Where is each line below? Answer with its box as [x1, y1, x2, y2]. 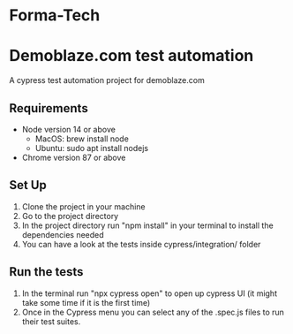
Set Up [9, 178, 47, 193]
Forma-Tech [9, 5, 101, 26]
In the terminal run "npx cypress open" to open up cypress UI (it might [21, 288, 278, 299]
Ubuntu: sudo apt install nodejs [34, 142, 148, 153]
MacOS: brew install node [34, 133, 130, 144]
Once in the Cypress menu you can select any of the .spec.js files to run [21, 307, 285, 317]
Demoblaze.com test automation [9, 46, 254, 66]
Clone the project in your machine [21, 201, 146, 212]
